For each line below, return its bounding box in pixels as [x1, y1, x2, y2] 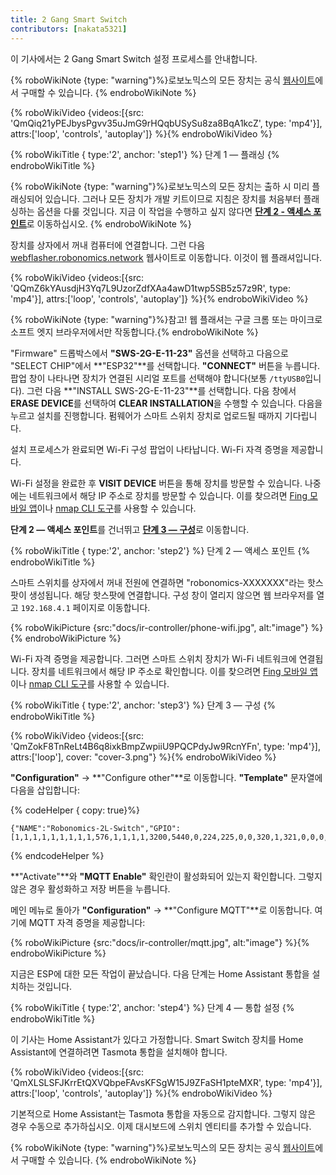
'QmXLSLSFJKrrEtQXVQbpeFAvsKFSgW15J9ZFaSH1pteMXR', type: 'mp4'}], [10, 1076, 323, 1088]
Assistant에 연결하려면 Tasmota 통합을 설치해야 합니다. [10, 1046, 228, 1058]
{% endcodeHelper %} [10, 849, 105, 861]
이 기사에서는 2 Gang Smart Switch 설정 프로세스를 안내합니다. [10, 52, 258, 65]
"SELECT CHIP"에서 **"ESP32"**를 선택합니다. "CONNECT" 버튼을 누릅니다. [10, 359, 321, 371]
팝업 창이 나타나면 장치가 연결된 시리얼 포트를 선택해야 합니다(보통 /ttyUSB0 [10, 372, 306, 384]
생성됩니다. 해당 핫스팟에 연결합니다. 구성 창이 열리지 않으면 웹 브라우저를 [28, 589, 315, 601]
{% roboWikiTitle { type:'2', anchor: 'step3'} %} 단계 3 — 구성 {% [10, 699, 277, 711]
